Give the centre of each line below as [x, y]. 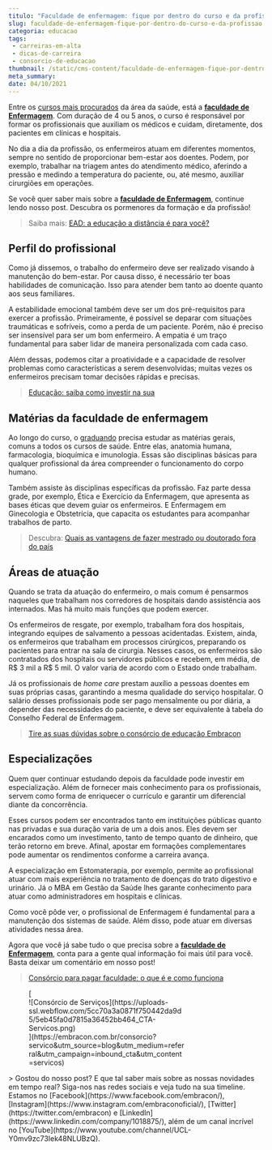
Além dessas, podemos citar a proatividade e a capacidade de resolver [127, 360]
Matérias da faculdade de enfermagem [108, 418]
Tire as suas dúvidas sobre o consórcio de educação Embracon [134, 733]
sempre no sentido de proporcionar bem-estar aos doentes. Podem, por [129, 157]
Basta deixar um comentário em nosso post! [82, 962]
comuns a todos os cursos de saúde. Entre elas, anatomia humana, [120, 446]
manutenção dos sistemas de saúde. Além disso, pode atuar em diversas [130, 920]
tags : [17, 39]
